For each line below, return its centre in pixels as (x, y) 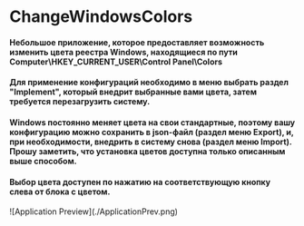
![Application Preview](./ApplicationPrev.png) (94, 211)
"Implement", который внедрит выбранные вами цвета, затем (133, 92)
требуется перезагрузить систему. (80, 102)
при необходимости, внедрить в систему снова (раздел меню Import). (151, 142)
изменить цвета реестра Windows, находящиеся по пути (124, 52)
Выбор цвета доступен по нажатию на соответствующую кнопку (140, 182)
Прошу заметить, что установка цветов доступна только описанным (147, 151)
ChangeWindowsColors (101, 17)
